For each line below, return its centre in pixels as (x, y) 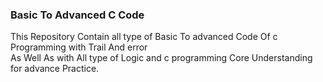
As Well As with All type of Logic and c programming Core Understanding (161, 58)
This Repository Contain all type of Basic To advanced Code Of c (144, 37)
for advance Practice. (55, 69)
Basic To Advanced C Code (77, 15)
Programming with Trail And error (79, 47)
